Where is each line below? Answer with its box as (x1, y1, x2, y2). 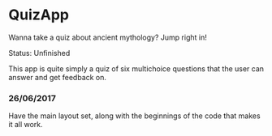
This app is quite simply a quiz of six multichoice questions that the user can (8, 63, 265, 74)
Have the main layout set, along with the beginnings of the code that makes (8, 111, 261, 121)
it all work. (8, 120, 43, 130)
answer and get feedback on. (8, 72, 107, 82)
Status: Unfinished (8, 48, 71, 57)
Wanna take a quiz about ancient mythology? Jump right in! (8, 32, 207, 42)
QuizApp (8, 6, 70, 24)
